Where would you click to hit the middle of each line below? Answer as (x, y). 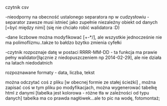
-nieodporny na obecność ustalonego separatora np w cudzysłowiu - (77, 17)
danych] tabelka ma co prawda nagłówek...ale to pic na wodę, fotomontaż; (83, 98)
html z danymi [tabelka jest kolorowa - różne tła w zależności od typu (77, 93)
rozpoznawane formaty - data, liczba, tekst (50, 72)
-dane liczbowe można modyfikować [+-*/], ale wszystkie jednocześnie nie (84, 37)
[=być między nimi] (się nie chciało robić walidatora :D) (63, 27)
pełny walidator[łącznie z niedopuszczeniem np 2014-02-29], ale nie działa (83, 57)
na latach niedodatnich (29, 63)
